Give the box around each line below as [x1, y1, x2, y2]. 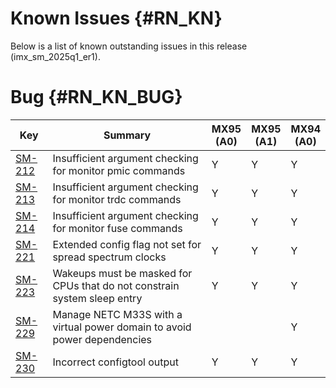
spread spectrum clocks [52, 250, 167, 264]
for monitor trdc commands [52, 192, 182, 206]
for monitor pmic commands [52, 163, 186, 177]
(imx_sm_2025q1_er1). [10, 50, 101, 62]
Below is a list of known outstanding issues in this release [10, 40, 248, 52]
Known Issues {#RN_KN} [10, 7, 223, 30]
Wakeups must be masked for [52, 266, 193, 280]
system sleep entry [52, 291, 143, 305]
